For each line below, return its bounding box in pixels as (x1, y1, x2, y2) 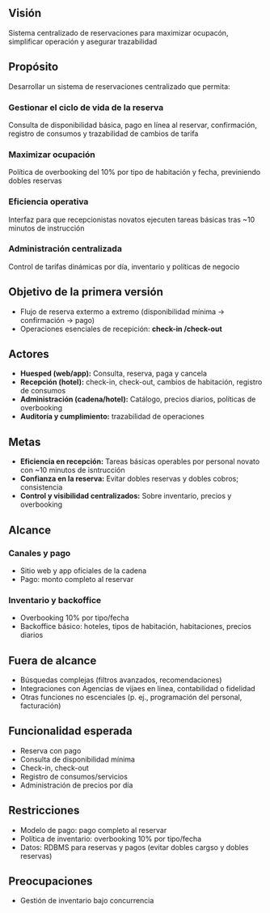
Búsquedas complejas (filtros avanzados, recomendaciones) (19, 675, 222, 685)
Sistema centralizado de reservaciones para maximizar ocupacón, (8, 28, 229, 37)
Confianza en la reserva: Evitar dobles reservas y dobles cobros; (19, 473, 238, 484)
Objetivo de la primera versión (8, 285, 163, 299)
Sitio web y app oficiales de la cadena (19, 566, 147, 575)
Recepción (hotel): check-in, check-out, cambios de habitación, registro (19, 377, 263, 387)
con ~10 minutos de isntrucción (19, 465, 125, 475)
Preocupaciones (8, 874, 93, 889)
